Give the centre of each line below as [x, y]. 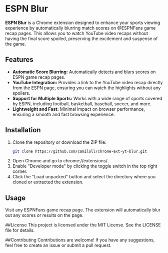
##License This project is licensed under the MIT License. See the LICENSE [83, 225]
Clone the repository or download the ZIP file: [59, 142]
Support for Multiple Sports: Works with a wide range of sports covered [87, 98]
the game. [15, 44]
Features [19, 60]
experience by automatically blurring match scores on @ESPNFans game [80, 28]
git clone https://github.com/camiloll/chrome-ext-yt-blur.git [80, 151]
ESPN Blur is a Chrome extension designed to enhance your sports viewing [83, 23]
